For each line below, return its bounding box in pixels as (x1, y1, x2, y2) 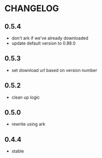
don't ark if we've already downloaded (11, 35, 88, 41)
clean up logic (11, 94, 40, 100)
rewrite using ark (11, 121, 45, 127)
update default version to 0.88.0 (11, 40, 76, 46)
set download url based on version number (11, 67, 98, 73)
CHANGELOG (4, 3, 59, 14)
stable (11, 148, 24, 154)
